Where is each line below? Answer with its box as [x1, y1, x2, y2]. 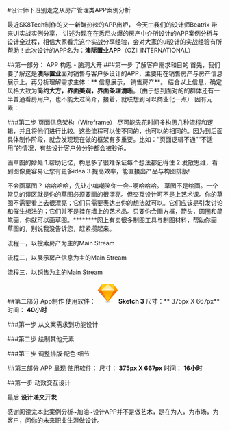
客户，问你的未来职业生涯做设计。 [7, 417, 103, 424]
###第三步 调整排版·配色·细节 [7, 349, 90, 358]
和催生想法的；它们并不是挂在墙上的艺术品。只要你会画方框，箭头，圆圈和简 [7, 208, 223, 215]
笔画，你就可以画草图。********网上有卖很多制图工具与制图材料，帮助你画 [7, 216, 218, 224]
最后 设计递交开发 [7, 393, 57, 401]
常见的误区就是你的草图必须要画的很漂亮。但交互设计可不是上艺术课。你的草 [7, 190, 223, 198]
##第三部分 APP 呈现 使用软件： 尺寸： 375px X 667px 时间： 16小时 [7, 364, 203, 372]
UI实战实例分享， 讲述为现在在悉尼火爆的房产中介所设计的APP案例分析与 [12, 29, 219, 37]
